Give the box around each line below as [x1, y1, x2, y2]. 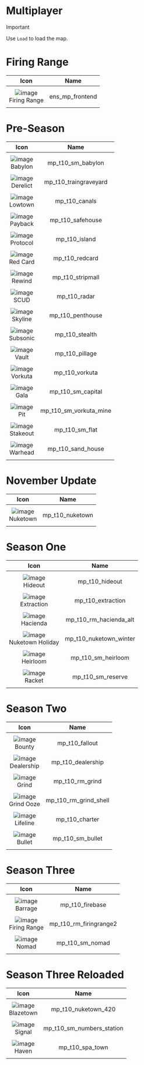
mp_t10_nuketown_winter [65, 635, 135, 643]
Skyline [11, 315, 32, 323]
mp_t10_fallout [57, 739, 98, 747]
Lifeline [14, 819, 35, 827]
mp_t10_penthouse [49, 311, 103, 319]
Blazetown [9, 1009, 38, 1017]
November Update [6, 474, 97, 487]
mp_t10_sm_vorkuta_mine [40, 406, 112, 415]
